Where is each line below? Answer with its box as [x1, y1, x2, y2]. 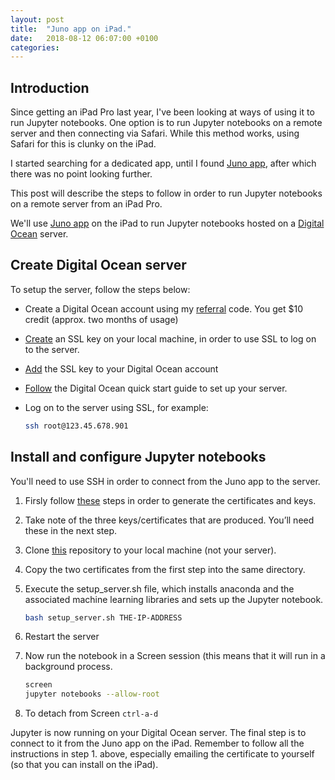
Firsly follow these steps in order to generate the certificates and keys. [24, 494, 317, 506]
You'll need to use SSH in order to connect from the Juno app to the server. [10, 475, 321, 487]
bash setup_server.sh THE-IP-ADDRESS [24, 612, 183, 623]
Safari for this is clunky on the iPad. [10, 138, 157, 150]
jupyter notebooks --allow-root [24, 689, 160, 700]
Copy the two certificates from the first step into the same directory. [24, 563, 306, 575]
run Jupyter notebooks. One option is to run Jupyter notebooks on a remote [10, 117, 323, 129]
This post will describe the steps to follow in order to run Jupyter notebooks [10, 187, 323, 200]
